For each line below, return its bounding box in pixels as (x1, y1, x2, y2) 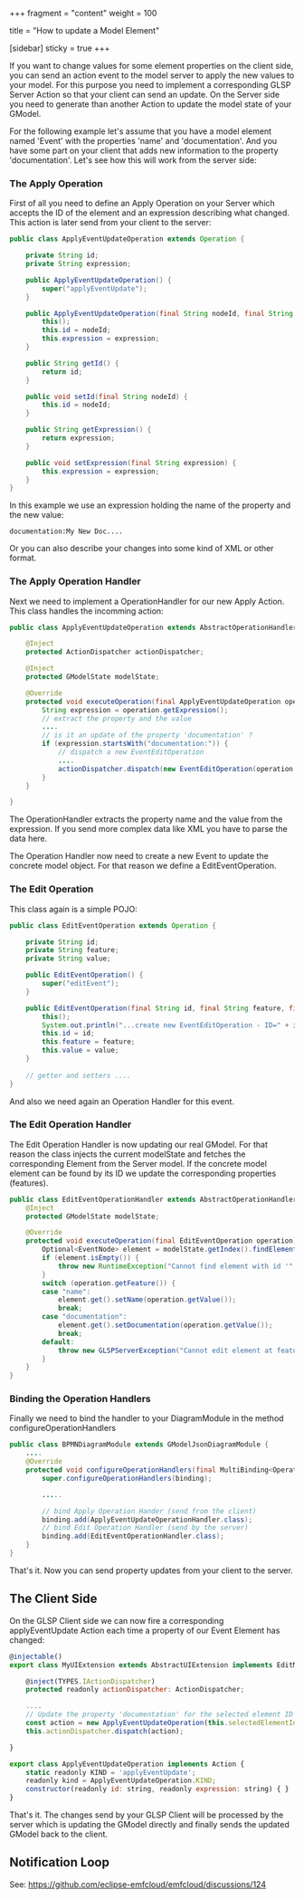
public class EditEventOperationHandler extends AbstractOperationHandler (9, 1195, 298, 1204)
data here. (9, 833, 48, 845)
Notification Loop (9, 1855, 110, 1870)
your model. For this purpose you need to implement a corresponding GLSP (9, 80, 291, 90)
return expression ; (42, 434, 116, 443)
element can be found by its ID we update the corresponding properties (9, 1168, 277, 1179)
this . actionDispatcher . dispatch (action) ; (25, 1726, 184, 1736)
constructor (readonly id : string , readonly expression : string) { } (25, 1785, 290, 1794)
